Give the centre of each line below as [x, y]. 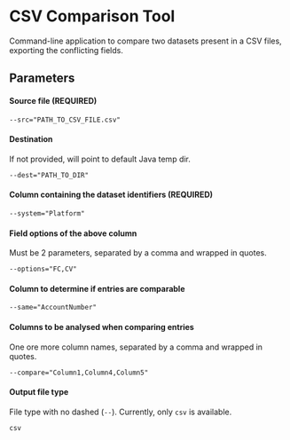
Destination [31, 139]
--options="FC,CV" [43, 269]
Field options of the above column [73, 233]
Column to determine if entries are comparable [97, 288]
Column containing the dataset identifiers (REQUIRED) [111, 195]
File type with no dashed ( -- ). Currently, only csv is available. [121, 412]
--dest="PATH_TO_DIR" [49, 175]
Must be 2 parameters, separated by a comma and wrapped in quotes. [138, 253]
